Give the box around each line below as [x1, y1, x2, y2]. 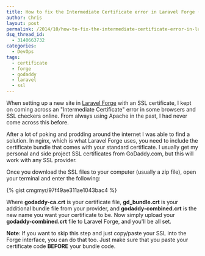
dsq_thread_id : [6, 32, 45, 38]
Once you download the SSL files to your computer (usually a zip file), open [6, 168, 196, 176]
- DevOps [12, 49, 34, 55]
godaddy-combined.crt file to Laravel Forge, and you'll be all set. [6, 218, 172, 225]
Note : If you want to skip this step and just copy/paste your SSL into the [6, 230, 187, 236]
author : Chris [6, 15, 43, 21]
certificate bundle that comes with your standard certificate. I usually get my [6, 144, 198, 151]
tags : [6, 54, 20, 60]
